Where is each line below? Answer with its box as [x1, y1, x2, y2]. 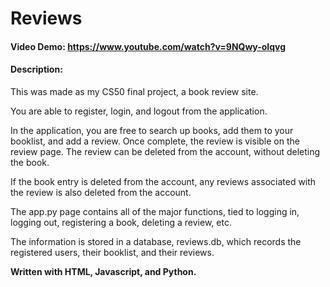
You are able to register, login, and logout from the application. [10, 105, 268, 117]
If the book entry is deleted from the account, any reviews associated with [10, 175, 317, 187]
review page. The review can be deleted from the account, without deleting [10, 145, 321, 157]
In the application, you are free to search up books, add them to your [10, 124, 294, 136]
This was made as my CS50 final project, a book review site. [10, 85, 259, 97]
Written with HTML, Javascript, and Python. [10, 265, 197, 277]
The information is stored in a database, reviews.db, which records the [10, 235, 302, 247]
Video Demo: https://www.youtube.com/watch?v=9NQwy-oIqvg [10, 40, 287, 52]
